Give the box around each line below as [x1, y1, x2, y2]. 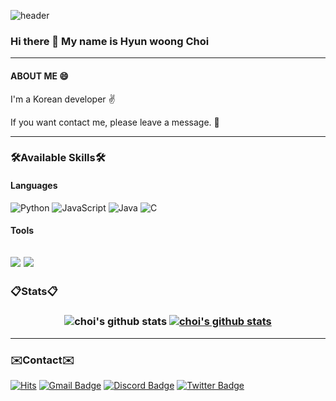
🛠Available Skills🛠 [10, 151, 106, 165]
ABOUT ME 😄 [10, 70, 69, 82]
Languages [10, 180, 58, 192]
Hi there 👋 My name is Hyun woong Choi [10, 34, 210, 48]
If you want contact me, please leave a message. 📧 [10, 116, 220, 128]
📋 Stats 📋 [10, 284, 58, 298]
